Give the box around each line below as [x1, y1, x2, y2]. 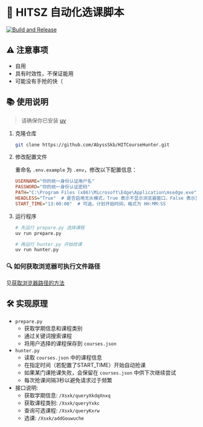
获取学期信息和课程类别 [24, 325, 83, 332]
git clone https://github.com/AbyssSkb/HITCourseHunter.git [14, 142, 170, 148]
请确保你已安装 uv [21, 116, 66, 124]
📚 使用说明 [6, 97, 49, 107]
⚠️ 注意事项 [6, 45, 48, 55]
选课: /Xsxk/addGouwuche [24, 414, 85, 422]
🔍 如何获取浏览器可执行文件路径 [6, 262, 101, 271]
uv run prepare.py [14, 230, 62, 236]
